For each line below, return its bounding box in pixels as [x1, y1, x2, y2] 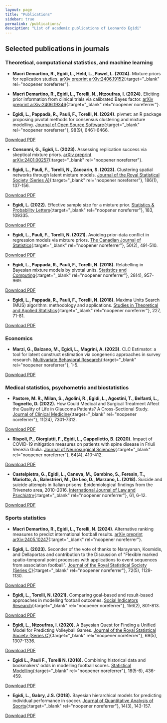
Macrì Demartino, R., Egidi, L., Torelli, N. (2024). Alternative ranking [12, 526, 154, 532]
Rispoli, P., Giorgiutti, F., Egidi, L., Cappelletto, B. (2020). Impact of [12, 436, 153, 442]
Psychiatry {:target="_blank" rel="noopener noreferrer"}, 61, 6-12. [12, 492, 147, 499]
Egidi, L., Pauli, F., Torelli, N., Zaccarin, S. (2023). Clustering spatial [12, 167, 153, 173]
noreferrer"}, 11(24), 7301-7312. [12, 417, 77, 423]
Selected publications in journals [5, 44, 110, 53]
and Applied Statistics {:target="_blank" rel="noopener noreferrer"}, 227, [12, 307, 161, 313]
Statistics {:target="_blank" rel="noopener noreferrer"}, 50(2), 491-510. [12, 242, 158, 248]
